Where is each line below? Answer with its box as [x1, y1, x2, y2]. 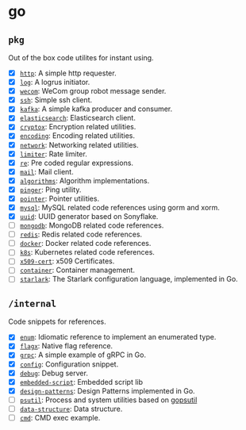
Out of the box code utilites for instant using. [8, 53, 154, 62]
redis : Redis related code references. [19, 229, 143, 240]
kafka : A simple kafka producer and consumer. [19, 104, 173, 113]
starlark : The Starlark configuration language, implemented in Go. [19, 275, 238, 284]
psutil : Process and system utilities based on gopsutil [19, 395, 198, 405]
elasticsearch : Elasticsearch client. [19, 113, 136, 123]
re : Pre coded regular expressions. [19, 158, 133, 167]
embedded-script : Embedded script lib [19, 377, 144, 386]
